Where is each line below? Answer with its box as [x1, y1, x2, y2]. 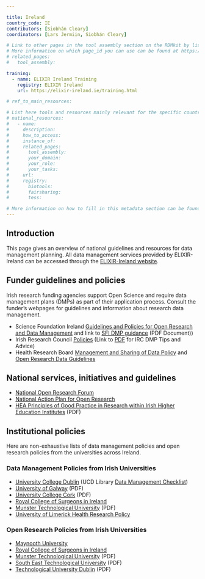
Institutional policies [6, 426, 85, 437]
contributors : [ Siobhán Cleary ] [6, 26, 88, 32]
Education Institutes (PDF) [15, 409, 81, 416]
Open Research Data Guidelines [15, 355, 96, 362]
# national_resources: [6, 115, 64, 122]
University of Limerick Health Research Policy [15, 511, 131, 518]
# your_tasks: [6, 166, 59, 172]
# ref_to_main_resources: [6, 98, 72, 104]
